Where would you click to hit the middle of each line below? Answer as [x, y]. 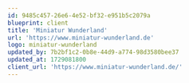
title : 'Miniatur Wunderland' [58, 30]
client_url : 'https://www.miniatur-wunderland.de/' [95, 67]
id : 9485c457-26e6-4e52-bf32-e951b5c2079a [79, 15]
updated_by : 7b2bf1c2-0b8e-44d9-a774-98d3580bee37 [93, 52]
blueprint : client [38, 23]
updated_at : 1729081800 [47, 60]
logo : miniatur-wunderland [52, 45]
